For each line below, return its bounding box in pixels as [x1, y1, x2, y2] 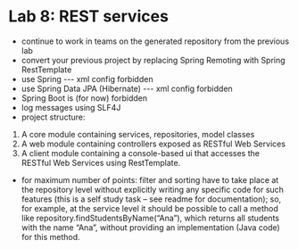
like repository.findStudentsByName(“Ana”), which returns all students [21, 212, 280, 223]
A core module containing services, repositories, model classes [21, 129, 255, 139]
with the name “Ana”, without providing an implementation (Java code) [21, 221, 280, 233]
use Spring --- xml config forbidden [21, 73, 153, 84]
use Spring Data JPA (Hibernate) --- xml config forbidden [21, 83, 233, 94]
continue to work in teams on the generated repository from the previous [21, 36, 290, 46]
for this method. [21, 231, 81, 242]
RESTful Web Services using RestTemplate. [21, 157, 181, 168]
